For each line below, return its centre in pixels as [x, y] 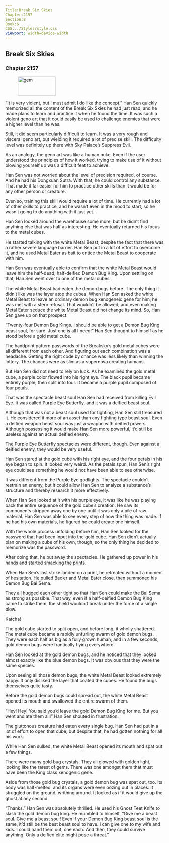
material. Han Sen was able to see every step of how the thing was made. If [83, 516]
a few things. [19, 752]
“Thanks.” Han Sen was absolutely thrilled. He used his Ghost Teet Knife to [82, 808]
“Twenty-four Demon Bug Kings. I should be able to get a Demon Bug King [82, 325]
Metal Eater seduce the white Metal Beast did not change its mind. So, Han [83, 310]
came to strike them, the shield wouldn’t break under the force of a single [81, 603]
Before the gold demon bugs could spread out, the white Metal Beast [77, 695]
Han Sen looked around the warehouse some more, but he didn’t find [77, 221]
